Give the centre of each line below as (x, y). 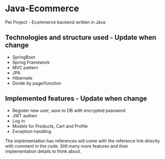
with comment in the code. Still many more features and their (67, 146)
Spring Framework (31, 62)
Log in (19, 121)
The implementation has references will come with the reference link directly (82, 141)
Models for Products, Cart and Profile (50, 126)
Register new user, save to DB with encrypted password (69, 110)
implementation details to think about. (43, 151)
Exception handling (32, 131)
